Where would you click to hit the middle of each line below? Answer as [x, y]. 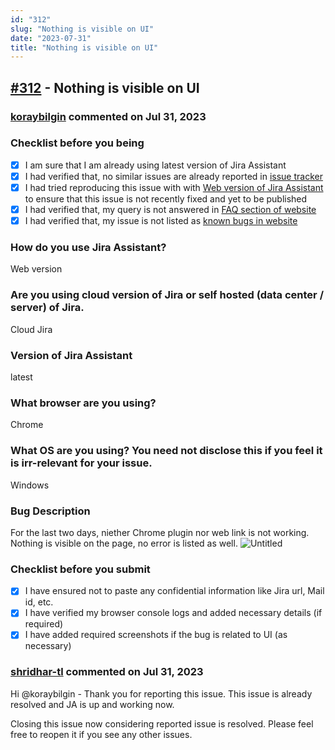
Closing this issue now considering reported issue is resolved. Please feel [162, 723]
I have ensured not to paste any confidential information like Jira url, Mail [174, 591]
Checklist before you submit [80, 569]
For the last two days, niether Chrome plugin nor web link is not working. [160, 532]
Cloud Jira [31, 329]
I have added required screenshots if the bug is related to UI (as [156, 635]
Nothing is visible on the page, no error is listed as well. [124, 543]
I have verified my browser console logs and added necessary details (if [173, 613]
